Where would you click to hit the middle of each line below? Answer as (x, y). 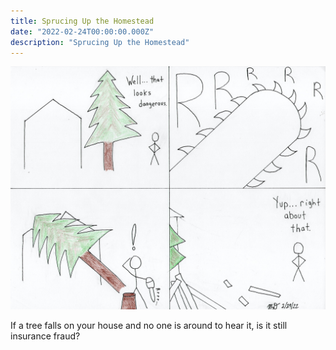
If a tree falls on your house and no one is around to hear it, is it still (149, 326)
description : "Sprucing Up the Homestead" (100, 42)
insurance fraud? (45, 336)
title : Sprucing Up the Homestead (82, 21)
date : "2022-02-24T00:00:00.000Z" (82, 31)
